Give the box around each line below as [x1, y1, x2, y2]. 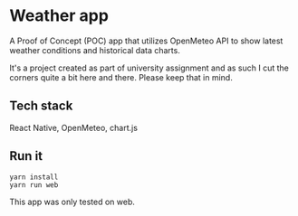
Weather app [9, 5, 109, 26]
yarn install [9, 173, 59, 182]
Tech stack [9, 99, 73, 114]
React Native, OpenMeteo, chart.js [9, 122, 139, 133]
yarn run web [9, 180, 59, 190]
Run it [9, 148, 43, 164]
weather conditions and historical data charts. [9, 44, 181, 55]
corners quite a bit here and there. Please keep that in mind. [9, 71, 233, 82]
